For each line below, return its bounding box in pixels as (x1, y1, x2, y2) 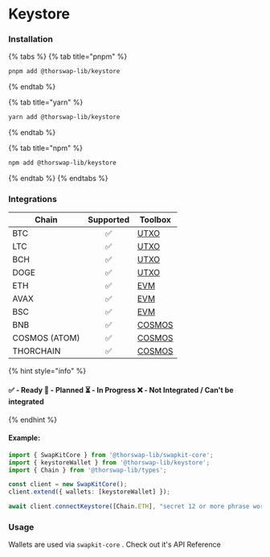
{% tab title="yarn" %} (8, 97, 84, 107)
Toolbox (139, 214, 171, 225)
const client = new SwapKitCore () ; (8, 481, 128, 489)
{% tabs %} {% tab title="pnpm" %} (8, 52, 128, 61)
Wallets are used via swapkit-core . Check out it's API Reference (8, 540, 221, 550)
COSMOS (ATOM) (12, 332, 80, 344)
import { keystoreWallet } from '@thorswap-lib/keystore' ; (8, 458, 211, 467)
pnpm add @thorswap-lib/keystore (8, 68, 121, 76)
